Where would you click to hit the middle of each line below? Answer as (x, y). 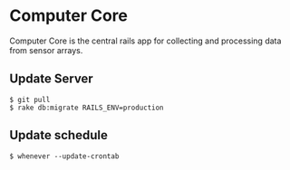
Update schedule (59, 135)
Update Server (51, 79)
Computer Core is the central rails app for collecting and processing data (145, 41)
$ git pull (30, 99)
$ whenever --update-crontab (64, 156)
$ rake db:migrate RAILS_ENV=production (87, 108)
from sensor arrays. (46, 50)
